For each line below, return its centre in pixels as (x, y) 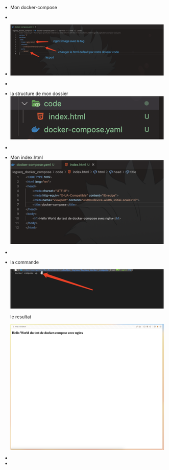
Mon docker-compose (33, 7)
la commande (25, 262)
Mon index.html (27, 157)
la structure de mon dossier (39, 93)
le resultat (21, 317)
